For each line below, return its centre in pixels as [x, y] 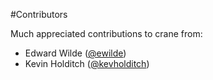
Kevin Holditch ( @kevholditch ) [87, 63]
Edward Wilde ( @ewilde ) [75, 53]
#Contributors [39, 14]
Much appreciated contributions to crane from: [106, 33]
